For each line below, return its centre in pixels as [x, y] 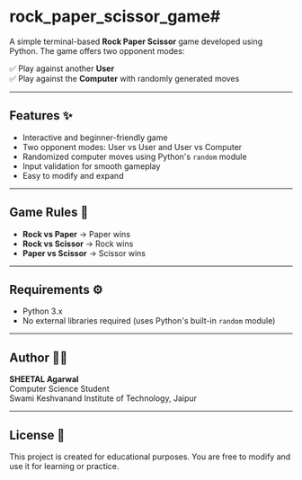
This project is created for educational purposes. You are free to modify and [150, 457]
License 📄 [37, 435]
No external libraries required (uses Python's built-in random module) [149, 321]
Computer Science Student [59, 389]
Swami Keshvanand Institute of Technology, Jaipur [103, 398]
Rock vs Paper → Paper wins [76, 234]
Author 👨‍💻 [39, 357]
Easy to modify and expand [73, 175]
